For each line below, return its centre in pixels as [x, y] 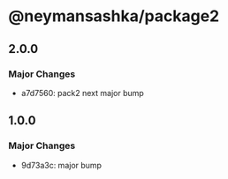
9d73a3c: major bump [61, 165]
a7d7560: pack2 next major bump [83, 93]
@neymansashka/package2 [114, 16]
